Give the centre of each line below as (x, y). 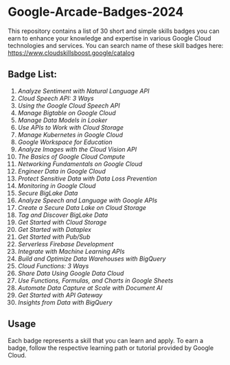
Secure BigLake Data (48, 193)
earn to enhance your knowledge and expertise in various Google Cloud (110, 38)
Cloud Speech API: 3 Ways (56, 98)
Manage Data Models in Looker (62, 120)
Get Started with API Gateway (60, 295)
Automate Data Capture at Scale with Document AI (90, 287)
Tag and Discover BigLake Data (63, 215)
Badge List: (33, 74)
